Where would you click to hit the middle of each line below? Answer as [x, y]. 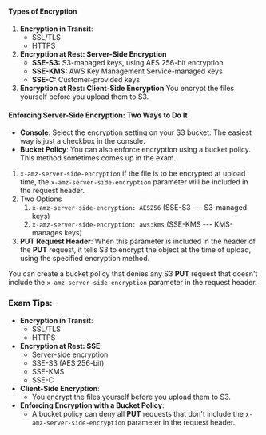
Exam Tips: [30, 303]
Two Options [41, 199]
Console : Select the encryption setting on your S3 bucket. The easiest [136, 132]
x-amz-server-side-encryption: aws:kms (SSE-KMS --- [122, 224]
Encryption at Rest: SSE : [61, 346]
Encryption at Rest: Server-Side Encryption [93, 54]
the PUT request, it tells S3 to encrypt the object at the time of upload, [135, 250]
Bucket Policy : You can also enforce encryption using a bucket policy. [135, 150]
